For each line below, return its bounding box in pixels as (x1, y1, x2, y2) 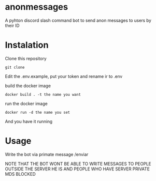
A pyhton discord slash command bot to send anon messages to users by (5, 17, 152, 23)
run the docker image (5, 101, 48, 106)
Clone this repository (5, 55, 47, 61)
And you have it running (5, 118, 53, 124)
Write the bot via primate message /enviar (5, 151, 88, 157)
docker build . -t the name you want (5, 92, 81, 97)
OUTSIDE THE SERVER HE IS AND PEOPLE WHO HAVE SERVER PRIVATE (5, 166, 150, 172)
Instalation (5, 40, 49, 51)
